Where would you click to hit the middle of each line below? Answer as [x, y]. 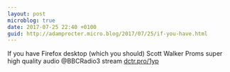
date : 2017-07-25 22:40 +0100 [52, 27]
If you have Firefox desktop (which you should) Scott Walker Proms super [115, 54]
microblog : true [31, 20]
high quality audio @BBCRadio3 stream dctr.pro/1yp [83, 61]
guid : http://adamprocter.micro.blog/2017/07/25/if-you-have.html [108, 34]
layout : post [27, 14]
